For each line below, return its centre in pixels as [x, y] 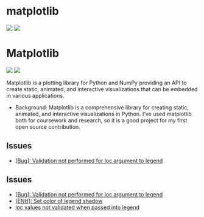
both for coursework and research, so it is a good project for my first [101, 120]
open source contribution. [47, 126]
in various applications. [35, 95]
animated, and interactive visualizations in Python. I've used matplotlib [103, 114]
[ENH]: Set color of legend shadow [59, 201]
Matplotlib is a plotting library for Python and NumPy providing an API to [97, 83]
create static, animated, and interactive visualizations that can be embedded [102, 89]
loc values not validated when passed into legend [77, 207]
